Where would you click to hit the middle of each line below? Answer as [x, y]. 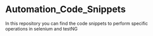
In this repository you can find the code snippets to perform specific [77, 23]
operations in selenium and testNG [41, 28]
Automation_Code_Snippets [66, 9]
